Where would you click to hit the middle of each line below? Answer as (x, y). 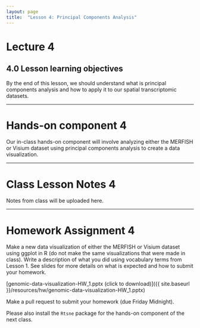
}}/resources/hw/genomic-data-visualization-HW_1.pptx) (76, 290)
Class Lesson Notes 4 (61, 184)
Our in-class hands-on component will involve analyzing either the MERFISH (100, 142)
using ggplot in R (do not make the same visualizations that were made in (96, 253)
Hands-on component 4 (66, 125)
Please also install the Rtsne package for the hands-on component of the (95, 313)
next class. (19, 320)
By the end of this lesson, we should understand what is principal (86, 83)
